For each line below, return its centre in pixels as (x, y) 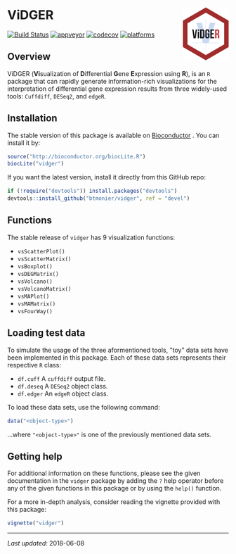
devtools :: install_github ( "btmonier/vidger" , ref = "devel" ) (99, 199)
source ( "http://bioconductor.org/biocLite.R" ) (77, 156)
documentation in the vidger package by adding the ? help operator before (116, 481)
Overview (29, 57)
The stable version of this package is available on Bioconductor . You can (113, 135)
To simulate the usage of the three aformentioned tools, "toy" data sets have (118, 350)
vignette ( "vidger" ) (36, 523)
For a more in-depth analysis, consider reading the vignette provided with (114, 502)
